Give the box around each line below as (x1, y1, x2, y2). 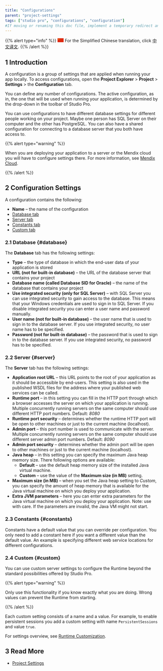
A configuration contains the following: (5, 197, 82, 203)
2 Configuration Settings (5, 184, 81, 192)
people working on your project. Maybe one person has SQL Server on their (5, 116, 157, 121)
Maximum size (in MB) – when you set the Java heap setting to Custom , (12, 478, 157, 483)
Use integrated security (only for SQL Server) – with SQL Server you (12, 291, 151, 296)
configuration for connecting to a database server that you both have (5, 126, 143, 132)
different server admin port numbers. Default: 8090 (12, 436, 115, 442)
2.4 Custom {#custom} (5, 554, 61, 561)
